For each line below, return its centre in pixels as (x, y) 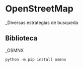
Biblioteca (21, 38)
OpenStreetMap (39, 9)
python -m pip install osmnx (36, 59)
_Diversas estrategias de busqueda (42, 22)
